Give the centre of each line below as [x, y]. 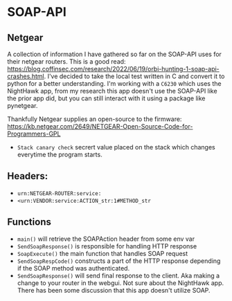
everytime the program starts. [60, 154]
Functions [29, 222]
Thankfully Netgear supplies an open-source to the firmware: [95, 119]
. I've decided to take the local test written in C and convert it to [134, 76]
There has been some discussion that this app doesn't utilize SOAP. [114, 290]
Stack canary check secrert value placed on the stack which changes [116, 147]
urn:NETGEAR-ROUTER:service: [59, 193]
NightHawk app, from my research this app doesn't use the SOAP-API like [112, 91]
